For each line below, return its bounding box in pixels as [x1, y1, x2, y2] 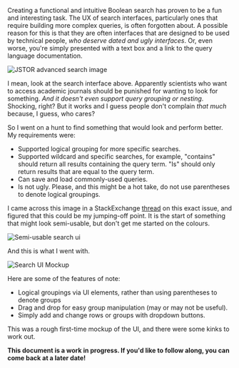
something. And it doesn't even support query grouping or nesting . [7, 94, 204, 103]
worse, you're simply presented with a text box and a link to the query [7, 44, 213, 52]
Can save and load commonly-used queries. [17, 175, 148, 183]
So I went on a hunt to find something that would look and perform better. [7, 123, 223, 131]
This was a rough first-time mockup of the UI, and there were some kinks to [7, 324, 230, 333]
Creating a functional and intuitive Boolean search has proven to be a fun [7, 6, 223, 14]
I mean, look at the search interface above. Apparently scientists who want [7, 79, 227, 88]
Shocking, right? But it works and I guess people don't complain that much [7, 102, 227, 110]
